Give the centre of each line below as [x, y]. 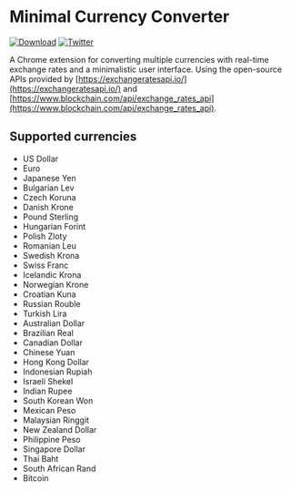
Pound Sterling [50, 217]
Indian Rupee [47, 391]
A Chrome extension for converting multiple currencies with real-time [140, 59]
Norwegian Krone [55, 284]
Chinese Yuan [49, 352]
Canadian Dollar [53, 343]
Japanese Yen [50, 178]
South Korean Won [58, 400]
